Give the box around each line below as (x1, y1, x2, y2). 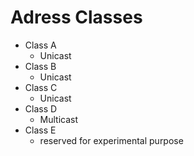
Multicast (39, 113, 79, 125)
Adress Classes (10, 6, 143, 29)
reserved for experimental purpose (39, 134, 184, 146)
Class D (24, 102, 58, 115)
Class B (24, 60, 57, 72)
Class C (24, 81, 58, 93)
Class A (24, 39, 57, 51)
